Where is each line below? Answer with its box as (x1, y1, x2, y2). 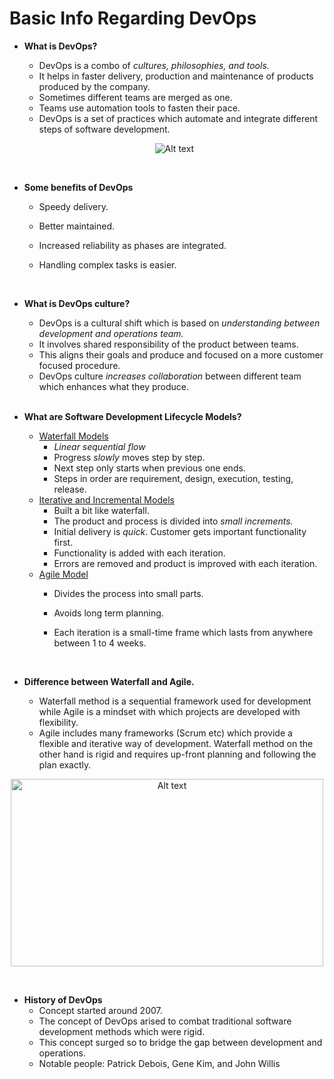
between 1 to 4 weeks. (53, 637, 147, 649)
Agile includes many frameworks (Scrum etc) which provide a (38, 727, 293, 739)
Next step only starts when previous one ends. (53, 462, 246, 474)
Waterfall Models (38, 430, 109, 442)
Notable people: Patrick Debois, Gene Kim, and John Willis (38, 1057, 281, 1069)
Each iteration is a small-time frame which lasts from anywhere (53, 626, 314, 638)
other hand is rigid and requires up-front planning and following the (38, 748, 317, 760)
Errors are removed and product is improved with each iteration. (53, 557, 318, 569)
